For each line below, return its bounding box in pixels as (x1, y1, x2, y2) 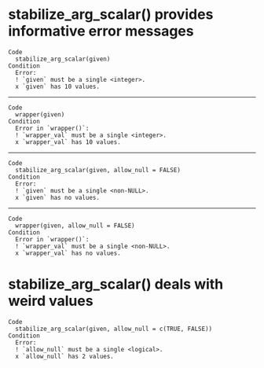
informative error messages (8, 22, 194, 40)
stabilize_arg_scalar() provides (8, 6, 214, 24)
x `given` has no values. (15, 193, 101, 201)
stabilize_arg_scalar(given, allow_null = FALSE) (15, 166, 181, 174)
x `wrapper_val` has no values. (15, 249, 122, 257)
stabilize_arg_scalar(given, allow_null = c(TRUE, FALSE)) (15, 325, 213, 333)
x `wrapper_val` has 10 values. (15, 138, 122, 146)
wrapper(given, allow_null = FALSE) (15, 222, 135, 230)
